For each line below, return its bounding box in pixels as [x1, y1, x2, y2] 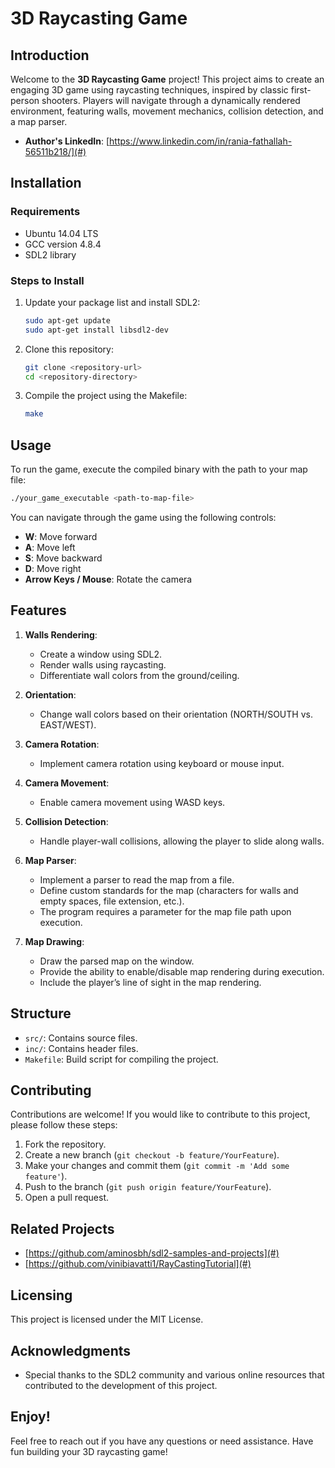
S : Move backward [24, 552, 103, 564]
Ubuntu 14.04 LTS [24, 227, 99, 239]
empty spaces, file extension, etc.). [39, 895, 185, 907]
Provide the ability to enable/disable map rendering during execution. [39, 965, 325, 977]
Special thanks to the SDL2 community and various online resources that [24, 1368, 325, 1381]
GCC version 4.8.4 [24, 238, 102, 250]
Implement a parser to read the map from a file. [39, 873, 235, 886]
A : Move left [24, 542, 76, 554]
